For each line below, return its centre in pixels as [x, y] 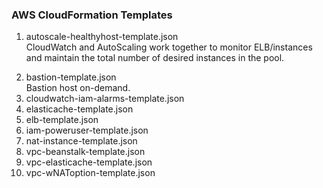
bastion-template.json [71, 77]
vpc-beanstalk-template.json [85, 152]
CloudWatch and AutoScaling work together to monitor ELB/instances [169, 47]
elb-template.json [62, 120]
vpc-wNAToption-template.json [90, 173]
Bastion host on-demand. [78, 88]
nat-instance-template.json [81, 141]
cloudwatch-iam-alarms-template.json [105, 99]
